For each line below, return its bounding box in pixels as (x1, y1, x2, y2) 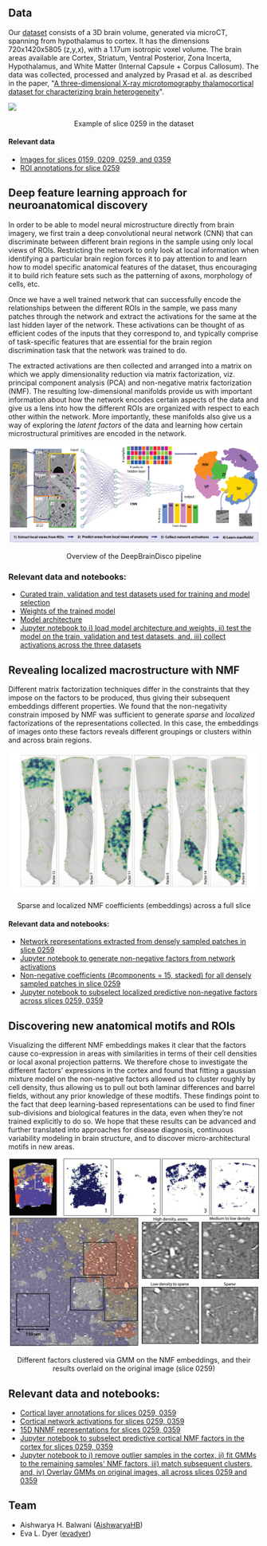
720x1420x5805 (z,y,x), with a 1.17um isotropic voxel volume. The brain (8, 44, 242, 54)
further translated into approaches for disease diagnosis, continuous (8, 1125, 234, 1135)
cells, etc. (8, 279, 40, 289)
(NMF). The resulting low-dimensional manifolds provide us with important (8, 386, 253, 395)
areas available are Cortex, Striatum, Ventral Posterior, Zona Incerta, (8, 53, 232, 62)
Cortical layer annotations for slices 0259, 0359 (19, 1408, 177, 1418)
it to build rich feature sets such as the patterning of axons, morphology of (8, 270, 253, 280)
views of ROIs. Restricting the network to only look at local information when (8, 245, 259, 254)
